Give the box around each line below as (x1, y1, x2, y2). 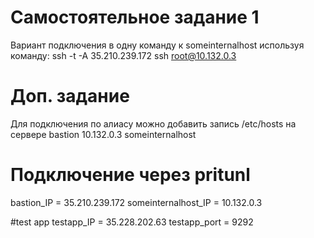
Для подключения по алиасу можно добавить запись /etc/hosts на (10, 117, 297, 130)
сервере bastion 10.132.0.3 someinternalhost (10, 128, 197, 140)
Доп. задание (10, 85, 130, 108)
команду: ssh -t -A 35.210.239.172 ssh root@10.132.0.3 (10, 49, 237, 61)
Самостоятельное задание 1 (10, 6, 260, 29)
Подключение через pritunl (10, 164, 251, 186)
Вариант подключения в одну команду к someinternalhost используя (10, 39, 305, 51)
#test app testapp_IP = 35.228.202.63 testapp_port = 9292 (10, 216, 254, 228)
